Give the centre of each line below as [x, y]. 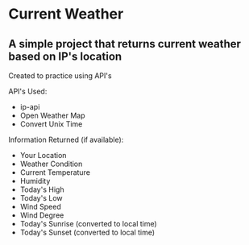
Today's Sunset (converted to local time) [87, 232]
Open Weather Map [52, 115]
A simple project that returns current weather [125, 44]
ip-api [30, 107]
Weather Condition [51, 164]
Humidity [35, 181]
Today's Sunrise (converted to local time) [88, 224]
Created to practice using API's [60, 76]
